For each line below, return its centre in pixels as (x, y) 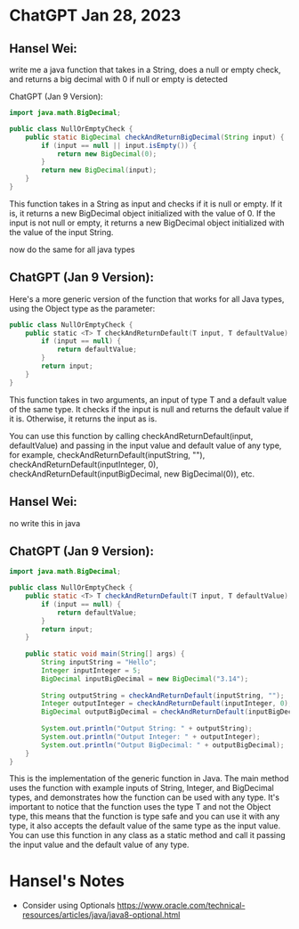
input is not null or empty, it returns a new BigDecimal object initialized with (147, 223)
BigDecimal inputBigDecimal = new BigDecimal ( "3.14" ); (145, 679)
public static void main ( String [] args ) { (105, 654)
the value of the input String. (61, 232)
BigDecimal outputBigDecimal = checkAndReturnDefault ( (145, 712)
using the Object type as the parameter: (82, 308)
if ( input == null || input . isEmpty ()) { (119, 145)
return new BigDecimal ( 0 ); (107, 154)
